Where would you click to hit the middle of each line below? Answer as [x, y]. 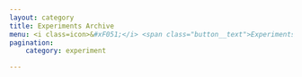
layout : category [42, 17]
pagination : [31, 43]
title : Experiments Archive [62, 26]
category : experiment [66, 51]
